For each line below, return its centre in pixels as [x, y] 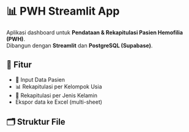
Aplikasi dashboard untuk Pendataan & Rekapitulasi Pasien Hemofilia [95, 32]
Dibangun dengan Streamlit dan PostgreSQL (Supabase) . [80, 45]
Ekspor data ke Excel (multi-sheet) [59, 102]
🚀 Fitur [19, 65]
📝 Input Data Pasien [40, 79]
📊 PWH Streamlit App [63, 11]
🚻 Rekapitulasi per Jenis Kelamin [56, 95]
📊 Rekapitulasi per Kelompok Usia [58, 87]
